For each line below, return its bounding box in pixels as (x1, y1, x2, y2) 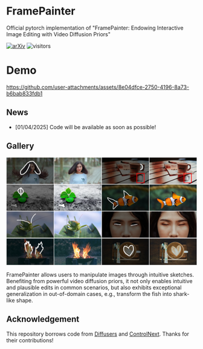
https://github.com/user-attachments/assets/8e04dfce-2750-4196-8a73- (6, 83, 190, 91)
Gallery (6, 141, 34, 152)
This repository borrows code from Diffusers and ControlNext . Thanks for (6, 330, 189, 338)
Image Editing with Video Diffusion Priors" (6, 30, 111, 37)
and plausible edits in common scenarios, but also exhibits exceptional (6, 284, 182, 291)
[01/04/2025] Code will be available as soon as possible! (14, 123, 156, 130)
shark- (173, 290, 190, 297)
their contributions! (6, 336, 54, 344)
